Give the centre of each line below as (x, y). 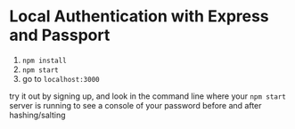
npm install (44, 60)
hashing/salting (37, 115)
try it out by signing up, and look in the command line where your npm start (148, 96)
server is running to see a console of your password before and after (135, 105)
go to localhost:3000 (61, 78)
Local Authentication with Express (139, 16)
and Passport (60, 35)
